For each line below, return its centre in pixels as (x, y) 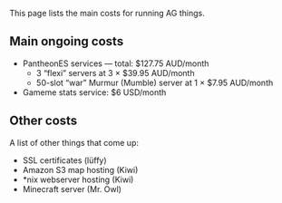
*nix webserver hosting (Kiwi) (78, 179)
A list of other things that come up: (74, 142)
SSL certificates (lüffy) (64, 160)
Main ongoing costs (67, 41)
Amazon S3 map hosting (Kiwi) (80, 169)
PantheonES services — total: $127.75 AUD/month (116, 63)
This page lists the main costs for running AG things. (107, 13)
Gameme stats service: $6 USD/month (94, 92)
